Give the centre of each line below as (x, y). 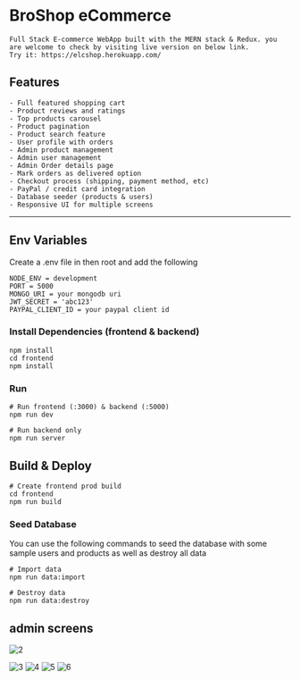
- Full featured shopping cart (67, 103)
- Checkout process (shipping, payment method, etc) (109, 181)
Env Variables (48, 241)
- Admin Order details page (62, 165)
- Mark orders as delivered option (75, 173)
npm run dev (31, 415)
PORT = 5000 (31, 286)
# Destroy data (37, 593)
